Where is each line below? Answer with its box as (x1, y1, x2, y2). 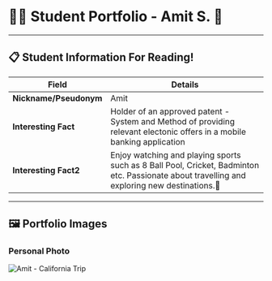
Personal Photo (8, 245, 70, 257)
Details (171, 79, 199, 90)
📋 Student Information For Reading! (8, 50, 194, 64)
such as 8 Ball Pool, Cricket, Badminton (110, 159, 260, 171)
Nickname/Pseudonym (12, 93, 103, 104)
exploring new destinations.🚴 (110, 179, 221, 191)
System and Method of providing (110, 115, 236, 127)
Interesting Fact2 (12, 164, 80, 175)
